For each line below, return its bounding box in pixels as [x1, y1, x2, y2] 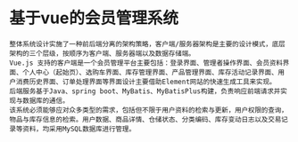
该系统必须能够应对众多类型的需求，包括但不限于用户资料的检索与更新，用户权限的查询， [9, 106, 288, 114]
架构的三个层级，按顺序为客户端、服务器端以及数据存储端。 [9, 49, 195, 58]
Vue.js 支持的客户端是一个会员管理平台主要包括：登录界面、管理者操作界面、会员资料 [9, 59, 284, 67]
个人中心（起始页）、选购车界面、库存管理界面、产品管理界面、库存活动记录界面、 [21, 67, 278, 76]
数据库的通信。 [21, 96, 70, 105]
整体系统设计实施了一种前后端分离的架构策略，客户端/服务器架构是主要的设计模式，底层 [9, 39, 286, 49]
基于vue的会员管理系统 [9, 8, 178, 28]
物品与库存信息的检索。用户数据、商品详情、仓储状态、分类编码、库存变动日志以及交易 [9, 114, 282, 124]
